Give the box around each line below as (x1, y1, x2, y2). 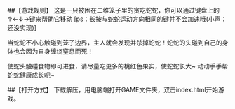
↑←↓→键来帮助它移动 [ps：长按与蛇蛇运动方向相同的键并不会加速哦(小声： (7, 15, 227, 23)
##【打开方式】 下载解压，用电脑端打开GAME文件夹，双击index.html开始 (7, 86, 219, 94)
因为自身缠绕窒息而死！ (25, 48, 93, 55)
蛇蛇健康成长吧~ (7, 71, 55, 79)
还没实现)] (7, 24, 37, 31)
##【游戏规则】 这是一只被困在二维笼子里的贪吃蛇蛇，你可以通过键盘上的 (7, 6, 220, 14)
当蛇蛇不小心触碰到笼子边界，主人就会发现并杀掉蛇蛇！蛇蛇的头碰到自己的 (7, 38, 222, 47)
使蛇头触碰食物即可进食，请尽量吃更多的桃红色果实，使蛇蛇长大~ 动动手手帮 (7, 62, 229, 70)
